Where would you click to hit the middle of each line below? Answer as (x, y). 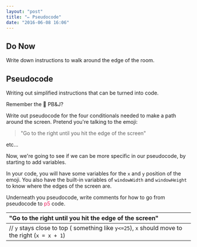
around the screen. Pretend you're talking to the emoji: (72, 122)
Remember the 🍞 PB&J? (35, 104)
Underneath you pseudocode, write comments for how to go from (86, 197)
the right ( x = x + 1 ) (37, 235)
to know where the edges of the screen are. (59, 186)
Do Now (21, 46)
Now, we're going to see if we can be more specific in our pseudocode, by (96, 156)
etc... (12, 145)
